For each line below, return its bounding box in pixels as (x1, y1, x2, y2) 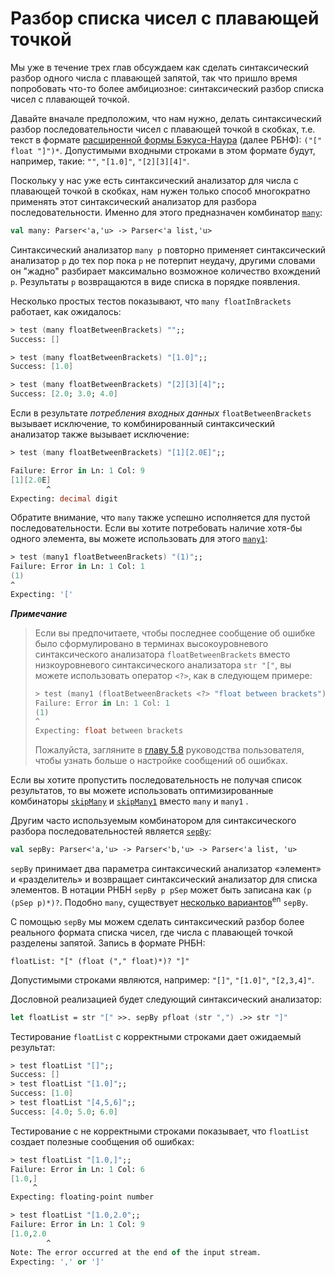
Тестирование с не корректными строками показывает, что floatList (10, 1125, 310, 1137)
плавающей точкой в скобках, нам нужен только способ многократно (10, 185, 311, 197)
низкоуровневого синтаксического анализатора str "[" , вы (34, 658, 292, 671)
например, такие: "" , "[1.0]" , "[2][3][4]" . (10, 155, 190, 167)
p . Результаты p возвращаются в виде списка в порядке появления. (10, 275, 301, 287)
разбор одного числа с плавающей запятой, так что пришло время (10, 72, 298, 84)
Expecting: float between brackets (34, 726, 184, 736)
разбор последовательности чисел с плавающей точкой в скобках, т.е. (10, 123, 316, 135)
